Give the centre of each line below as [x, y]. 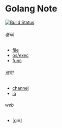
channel [20, 88]
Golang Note [31, 9]
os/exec [20, 56]
